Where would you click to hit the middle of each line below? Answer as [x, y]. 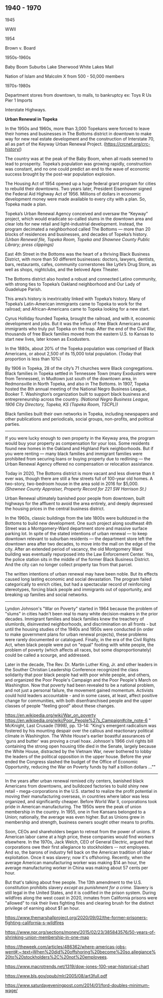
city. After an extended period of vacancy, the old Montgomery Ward [74, 549]
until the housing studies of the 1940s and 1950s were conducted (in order [79, 629]
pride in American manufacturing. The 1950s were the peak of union [73, 806]
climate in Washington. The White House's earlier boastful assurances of [78, 735]
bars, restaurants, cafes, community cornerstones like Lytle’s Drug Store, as [81, 264]
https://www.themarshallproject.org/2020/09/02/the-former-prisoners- [76, 917]
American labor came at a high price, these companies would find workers [80, 837]
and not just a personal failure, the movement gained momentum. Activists [79, 690]
